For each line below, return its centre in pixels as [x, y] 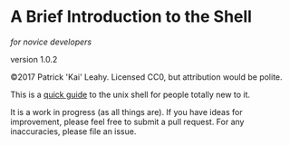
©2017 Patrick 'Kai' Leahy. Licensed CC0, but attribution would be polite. [147, 77]
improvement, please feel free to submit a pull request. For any [127, 122]
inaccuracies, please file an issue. [73, 131]
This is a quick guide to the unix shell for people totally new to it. [130, 94]
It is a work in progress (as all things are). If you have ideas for [126, 112]
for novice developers [51, 42]
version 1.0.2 [34, 59]
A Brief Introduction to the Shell [131, 17]
